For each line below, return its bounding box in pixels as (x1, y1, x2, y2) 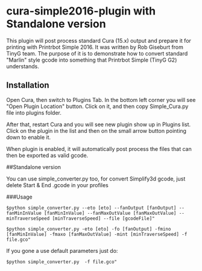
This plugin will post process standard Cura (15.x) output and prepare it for (6, 37, 192, 44)
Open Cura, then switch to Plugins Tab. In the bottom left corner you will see (6, 96, 196, 103)
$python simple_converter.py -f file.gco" (6, 258, 118, 265)
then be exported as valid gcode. (6, 151, 89, 159)
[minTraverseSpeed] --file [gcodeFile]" (52, 215, 155, 222)
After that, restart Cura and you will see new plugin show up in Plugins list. (6, 121, 191, 128)
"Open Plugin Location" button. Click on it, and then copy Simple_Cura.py (6, 103, 189, 110)
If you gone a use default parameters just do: (6, 247, 118, 254)
